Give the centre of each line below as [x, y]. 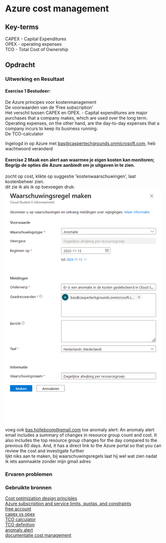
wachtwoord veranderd [29, 148]
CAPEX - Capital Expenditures [36, 39]
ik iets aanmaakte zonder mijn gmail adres [48, 462]
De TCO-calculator [24, 134]
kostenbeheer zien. [25, 181]
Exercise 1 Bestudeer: [28, 91]
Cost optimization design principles [41, 498]
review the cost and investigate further [45, 451]
